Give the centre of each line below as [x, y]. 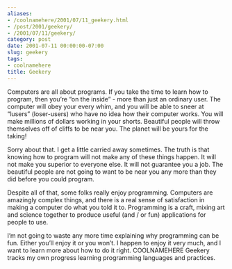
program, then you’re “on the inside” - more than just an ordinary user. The [114, 99]
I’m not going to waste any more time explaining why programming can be [113, 235]
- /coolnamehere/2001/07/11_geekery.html [68, 20]
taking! [17, 136]
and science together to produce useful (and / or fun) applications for [107, 214]
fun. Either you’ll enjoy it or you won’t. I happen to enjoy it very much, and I [114, 243]
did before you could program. [51, 179]
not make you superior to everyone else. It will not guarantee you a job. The [115, 164]
